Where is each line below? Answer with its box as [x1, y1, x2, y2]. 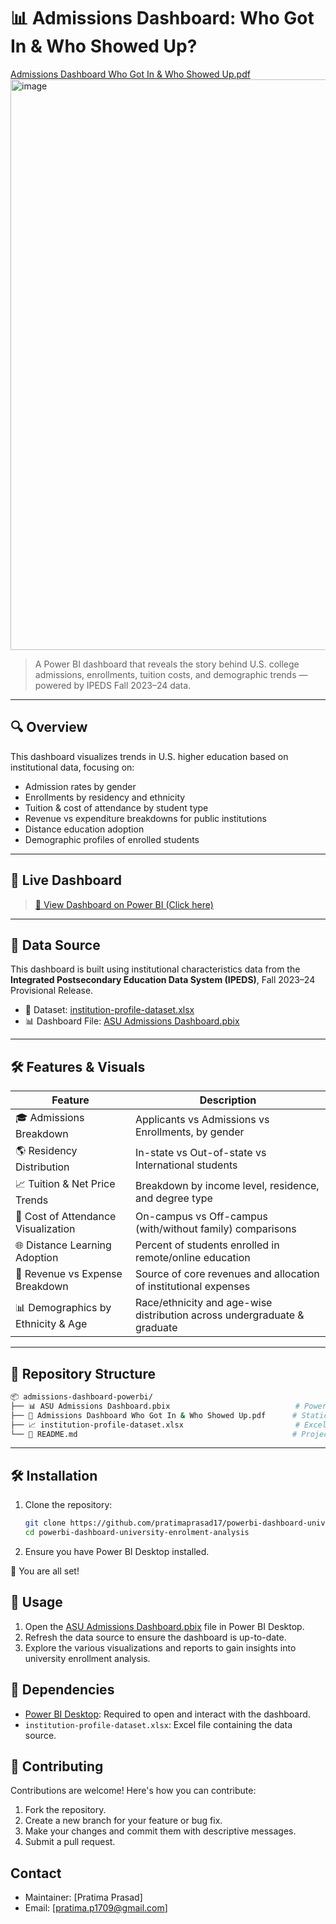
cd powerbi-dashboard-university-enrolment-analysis [24, 1528, 250, 1538]
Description [199, 1093, 257, 1107]
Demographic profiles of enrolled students [24, 833, 200, 845]
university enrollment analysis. [24, 1652, 151, 1664]
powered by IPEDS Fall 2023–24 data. [34, 679, 192, 691]
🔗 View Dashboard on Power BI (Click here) [34, 898, 214, 910]
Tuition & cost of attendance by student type [24, 801, 209, 814]
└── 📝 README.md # [10, 1429, 298, 1439]
